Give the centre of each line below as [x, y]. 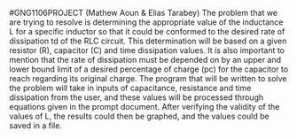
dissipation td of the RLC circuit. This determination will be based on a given [148, 41]
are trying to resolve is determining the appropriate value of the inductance [146, 22]
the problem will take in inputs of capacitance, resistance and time [130, 88]
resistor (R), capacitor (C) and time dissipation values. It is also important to [147, 50]
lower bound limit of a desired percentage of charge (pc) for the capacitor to [149, 69]
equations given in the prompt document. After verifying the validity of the [145, 107]
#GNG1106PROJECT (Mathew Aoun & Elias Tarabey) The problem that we [143, 13]
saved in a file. [35, 126]
